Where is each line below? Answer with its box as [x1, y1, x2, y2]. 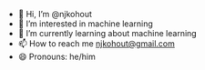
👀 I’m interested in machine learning [17, 18, 153, 29]
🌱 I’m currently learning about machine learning [17, 28, 198, 38]
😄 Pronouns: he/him [17, 51, 96, 62]
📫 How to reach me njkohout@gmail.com [17, 38, 175, 49]
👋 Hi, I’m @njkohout [17, 9, 93, 19]
